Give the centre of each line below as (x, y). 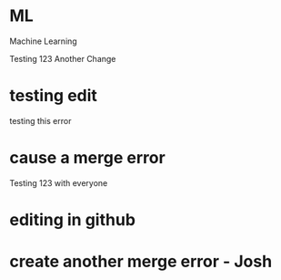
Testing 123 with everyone (59, 182)
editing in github (73, 220)
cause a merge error (87, 158)
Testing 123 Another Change (63, 58)
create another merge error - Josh (141, 262)
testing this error (40, 120)
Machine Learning (43, 41)
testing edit (54, 96)
